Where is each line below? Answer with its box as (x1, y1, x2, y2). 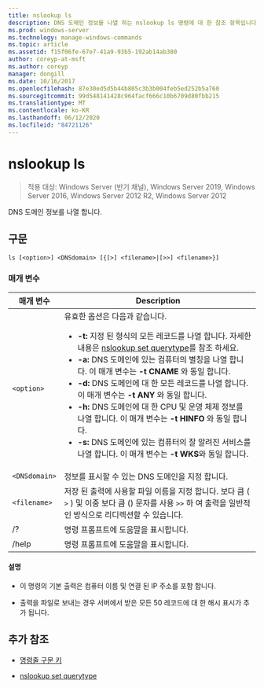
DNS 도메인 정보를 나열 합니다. (8, 207, 103, 216)
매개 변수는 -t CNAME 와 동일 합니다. (97, 366, 231, 377)
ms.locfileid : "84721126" (8, 121, 93, 129)
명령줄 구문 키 (19, 655, 62, 664)
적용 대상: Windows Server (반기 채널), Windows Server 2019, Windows (27, 182, 255, 191)
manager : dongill (8, 70, 65, 78)
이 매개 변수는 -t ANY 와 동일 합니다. (77, 389, 207, 400)
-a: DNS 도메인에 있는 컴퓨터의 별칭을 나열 (77, 354, 228, 365)
